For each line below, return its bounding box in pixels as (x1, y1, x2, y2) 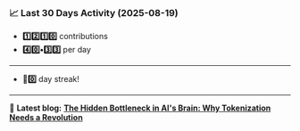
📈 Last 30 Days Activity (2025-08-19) (9, 6, 179, 19)
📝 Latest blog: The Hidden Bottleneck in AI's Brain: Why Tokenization (9, 102, 271, 113)
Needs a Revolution (9, 112, 83, 123)
